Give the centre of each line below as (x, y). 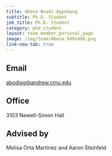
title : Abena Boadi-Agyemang (42, 11)
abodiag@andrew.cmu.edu (39, 82)
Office (18, 101)
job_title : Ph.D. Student (38, 22)
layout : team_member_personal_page (50, 34)
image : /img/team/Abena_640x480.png (51, 39)
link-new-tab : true (30, 45)
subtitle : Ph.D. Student (37, 17)
